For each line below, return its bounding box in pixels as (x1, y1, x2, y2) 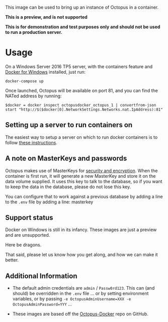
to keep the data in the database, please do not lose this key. (5, 184, 131, 190)
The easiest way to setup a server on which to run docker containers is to (5, 134, 158, 140)
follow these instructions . (5, 139, 58, 145)
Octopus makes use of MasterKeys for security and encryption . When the (5, 168, 158, 174)
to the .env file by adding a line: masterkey (5, 199, 94, 205)
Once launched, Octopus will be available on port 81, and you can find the (5, 87, 158, 93)
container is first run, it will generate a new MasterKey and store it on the (5, 173, 156, 179)
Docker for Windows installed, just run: (5, 69, 86, 75)
